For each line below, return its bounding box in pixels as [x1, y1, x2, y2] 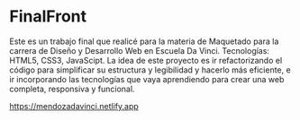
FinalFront [9, 6, 87, 27]
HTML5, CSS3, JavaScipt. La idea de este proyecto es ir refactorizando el [9, 55, 283, 65]
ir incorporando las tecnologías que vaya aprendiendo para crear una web [9, 73, 285, 84]
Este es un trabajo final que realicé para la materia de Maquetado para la [9, 36, 279, 47]
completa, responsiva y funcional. [9, 83, 135, 94]
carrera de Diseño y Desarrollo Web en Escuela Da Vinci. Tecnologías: [9, 45, 270, 56]
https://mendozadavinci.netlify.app [9, 100, 140, 111]
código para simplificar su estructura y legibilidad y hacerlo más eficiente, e [9, 64, 291, 75]
